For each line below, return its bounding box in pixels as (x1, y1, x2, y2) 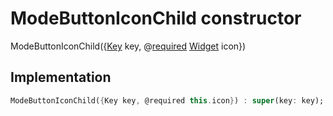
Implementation (10, 69, 112, 86)
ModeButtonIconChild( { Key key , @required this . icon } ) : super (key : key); (10, 95, 325, 106)
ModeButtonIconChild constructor (10, 7, 302, 30)
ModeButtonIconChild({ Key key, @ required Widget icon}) (10, 40, 247, 52)
